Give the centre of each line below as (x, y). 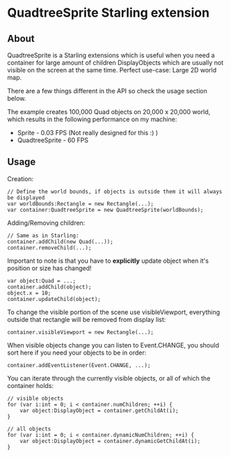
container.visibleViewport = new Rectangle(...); (81, 332)
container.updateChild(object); (54, 299)
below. (17, 98)
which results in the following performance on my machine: (92, 119)
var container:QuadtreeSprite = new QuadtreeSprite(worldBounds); (105, 210)
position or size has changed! (49, 268)
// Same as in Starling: (43, 235)
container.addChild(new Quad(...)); (60, 242)
